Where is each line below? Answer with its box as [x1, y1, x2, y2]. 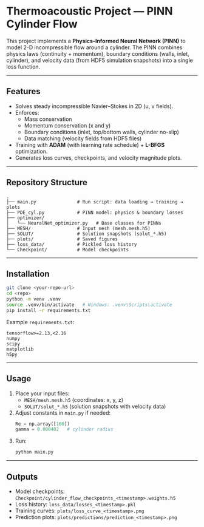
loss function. [6, 63, 41, 70]
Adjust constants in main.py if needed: [15, 409, 111, 416]
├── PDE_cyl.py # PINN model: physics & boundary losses [6, 209, 183, 216]
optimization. [15, 148, 48, 155]
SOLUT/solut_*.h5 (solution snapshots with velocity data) [24, 403, 166, 410]
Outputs [6, 472, 38, 482]
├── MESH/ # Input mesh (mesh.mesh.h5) [6, 225, 151, 231]
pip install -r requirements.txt [6, 307, 91, 313]
